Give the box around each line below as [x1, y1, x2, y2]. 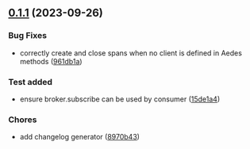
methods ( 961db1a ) [19, 56, 83, 66]
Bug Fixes [8, 30, 48, 41]
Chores [8, 114, 37, 125]
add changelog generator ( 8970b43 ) [19, 132, 140, 142]
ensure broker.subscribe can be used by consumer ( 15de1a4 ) [19, 94, 221, 104]
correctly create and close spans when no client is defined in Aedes [19, 48, 242, 58]
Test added [8, 76, 53, 87]
